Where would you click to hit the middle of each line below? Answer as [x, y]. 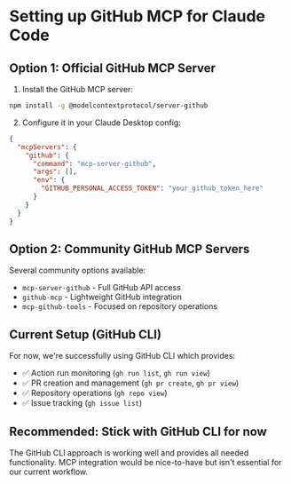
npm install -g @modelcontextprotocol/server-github [109, 106]
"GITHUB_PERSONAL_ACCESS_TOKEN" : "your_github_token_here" [153, 188]
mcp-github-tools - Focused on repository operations [120, 306]
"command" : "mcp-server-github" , [94, 163]
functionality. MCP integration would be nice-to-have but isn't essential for [145, 462]
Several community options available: [78, 270]
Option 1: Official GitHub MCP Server [112, 68]
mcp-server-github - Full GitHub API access [102, 288]
